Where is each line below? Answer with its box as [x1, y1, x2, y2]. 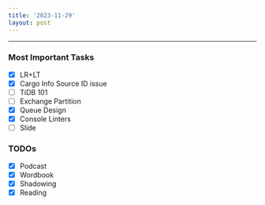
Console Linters [19, 115, 71, 124]
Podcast [19, 161, 47, 170]
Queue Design [19, 105, 67, 115]
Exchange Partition [19, 96, 81, 106]
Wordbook [19, 170, 54, 179]
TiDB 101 [19, 87, 48, 97]
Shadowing [19, 178, 57, 189]
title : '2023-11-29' [8, 11, 77, 20]
